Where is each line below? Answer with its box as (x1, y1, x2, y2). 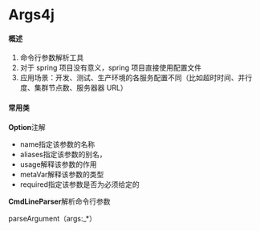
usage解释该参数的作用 (19, 159, 98, 169)
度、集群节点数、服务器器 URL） (19, 83, 128, 93)
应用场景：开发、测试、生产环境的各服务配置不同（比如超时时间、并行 (19, 73, 253, 83)
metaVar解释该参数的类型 (19, 169, 104, 179)
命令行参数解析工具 (19, 53, 84, 63)
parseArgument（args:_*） (8, 213, 97, 223)
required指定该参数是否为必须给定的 (19, 179, 140, 189)
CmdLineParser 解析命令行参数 (8, 197, 111, 206)
